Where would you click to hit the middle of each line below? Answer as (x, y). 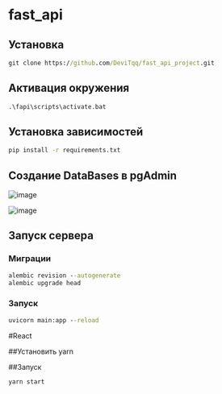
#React (20, 335)
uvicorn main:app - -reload (54, 320)
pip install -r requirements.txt (65, 151)
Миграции (30, 259)
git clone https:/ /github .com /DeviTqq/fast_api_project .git (112, 63)
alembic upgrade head (45, 283)
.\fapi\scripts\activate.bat (57, 106)
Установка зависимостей (76, 132)
